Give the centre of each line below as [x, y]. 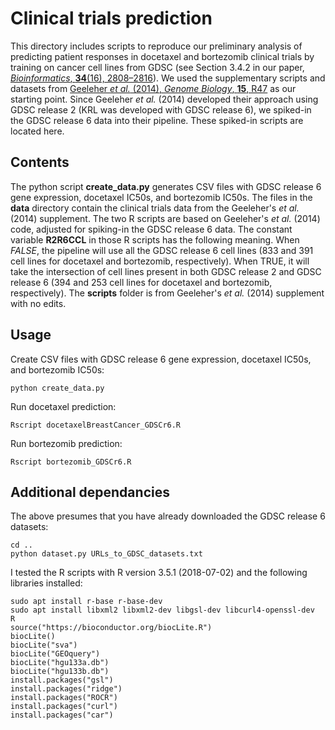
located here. [37, 131]
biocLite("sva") [44, 645]
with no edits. [38, 303]
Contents [40, 162]
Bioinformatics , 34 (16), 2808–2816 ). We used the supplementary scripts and [168, 78]
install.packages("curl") [64, 707]
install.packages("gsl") [62, 680]
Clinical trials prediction [111, 18]
